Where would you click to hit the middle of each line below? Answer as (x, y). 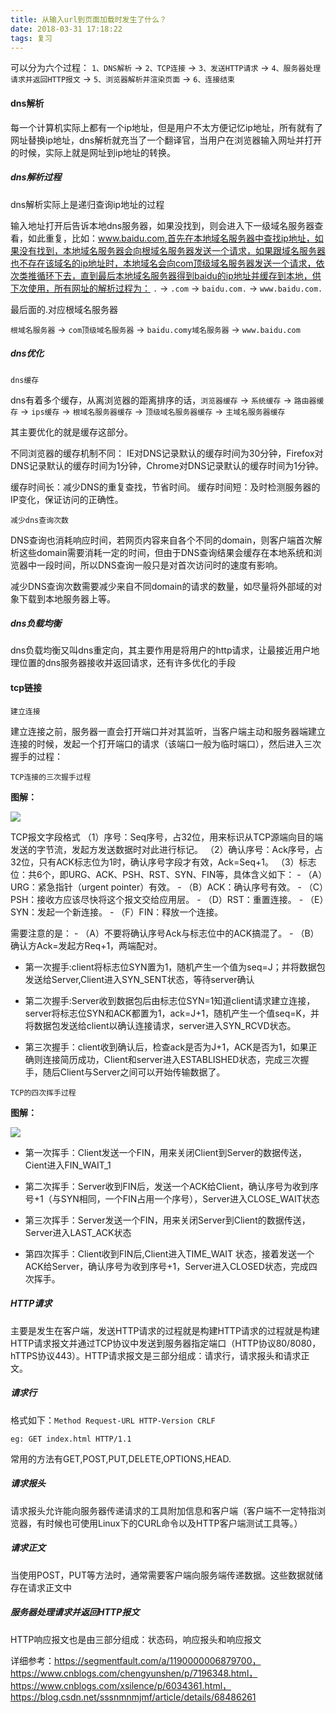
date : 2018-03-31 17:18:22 (66, 29)
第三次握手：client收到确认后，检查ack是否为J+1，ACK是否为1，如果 (166, 1047)
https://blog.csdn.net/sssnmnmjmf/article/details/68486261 (133, 1697)
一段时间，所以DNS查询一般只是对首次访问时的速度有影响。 (159, 565)
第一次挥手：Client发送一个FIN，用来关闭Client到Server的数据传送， (166, 1152)
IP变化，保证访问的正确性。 (67, 499)
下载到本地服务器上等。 (67, 598)
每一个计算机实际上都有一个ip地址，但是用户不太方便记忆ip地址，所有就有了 (166, 127)
